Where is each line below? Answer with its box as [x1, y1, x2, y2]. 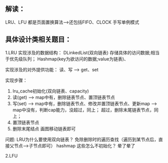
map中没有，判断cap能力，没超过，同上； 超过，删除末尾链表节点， [12, 107, 154, 113]
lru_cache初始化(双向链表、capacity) [12, 88, 89, 94]
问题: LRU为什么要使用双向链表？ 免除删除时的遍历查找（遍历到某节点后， [5, 136, 159, 142]
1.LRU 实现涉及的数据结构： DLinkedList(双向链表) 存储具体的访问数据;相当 [5, 49, 160, 55]
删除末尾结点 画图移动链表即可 [12, 125, 76, 132]
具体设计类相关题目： [5, 35, 71, 44]
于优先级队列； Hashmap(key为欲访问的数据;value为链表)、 [5, 56, 129, 62]
